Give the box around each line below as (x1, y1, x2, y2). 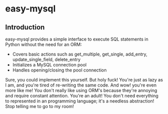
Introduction (5, 23, 45, 31)
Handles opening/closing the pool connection (12, 67, 107, 73)
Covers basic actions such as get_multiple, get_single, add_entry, (12, 51, 148, 57)
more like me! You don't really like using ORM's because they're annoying (5, 87, 157, 93)
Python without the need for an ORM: (5, 41, 82, 47)
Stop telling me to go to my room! (5, 103, 74, 109)
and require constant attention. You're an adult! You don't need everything (5, 93, 159, 98)
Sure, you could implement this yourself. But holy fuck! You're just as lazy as (5, 77, 163, 82)
